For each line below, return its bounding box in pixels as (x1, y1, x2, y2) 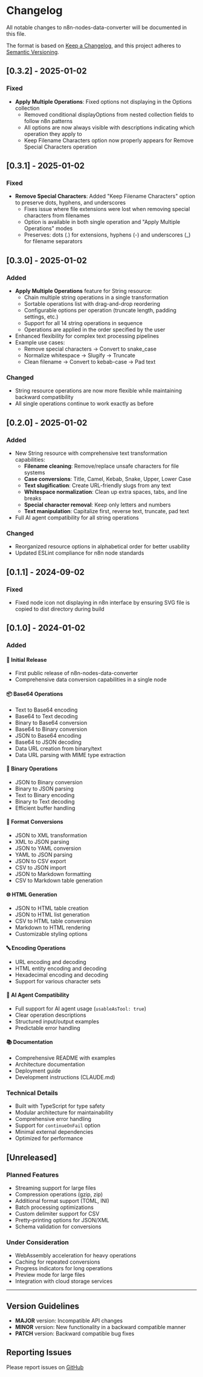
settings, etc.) (24, 313, 59, 320)
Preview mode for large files (14, 1271, 86, 1279)
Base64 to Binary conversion (14, 726, 88, 733)
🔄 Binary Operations (6, 765, 58, 772)
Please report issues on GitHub (6, 1363, 84, 1371)
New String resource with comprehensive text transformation (14, 449, 167, 457)
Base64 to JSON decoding (14, 738, 82, 746)
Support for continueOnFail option (14, 1122, 101, 1129)
